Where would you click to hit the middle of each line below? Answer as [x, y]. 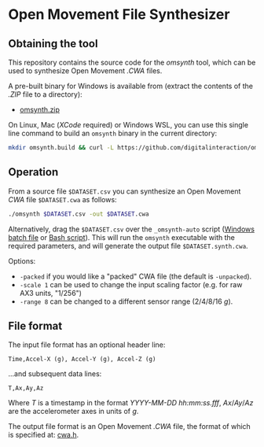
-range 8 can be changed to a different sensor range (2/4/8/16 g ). [126, 301]
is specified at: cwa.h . [44, 435]
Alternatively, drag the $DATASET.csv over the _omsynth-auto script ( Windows [132, 229]
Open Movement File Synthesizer [119, 15]
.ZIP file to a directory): [45, 94]
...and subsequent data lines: [55, 374]
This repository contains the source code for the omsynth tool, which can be [132, 62]
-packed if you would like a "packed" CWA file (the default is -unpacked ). [136, 276]
